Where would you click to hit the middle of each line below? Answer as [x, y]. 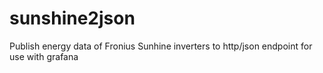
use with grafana [44, 56]
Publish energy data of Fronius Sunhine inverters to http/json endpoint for [161, 46]
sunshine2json [72, 18]
